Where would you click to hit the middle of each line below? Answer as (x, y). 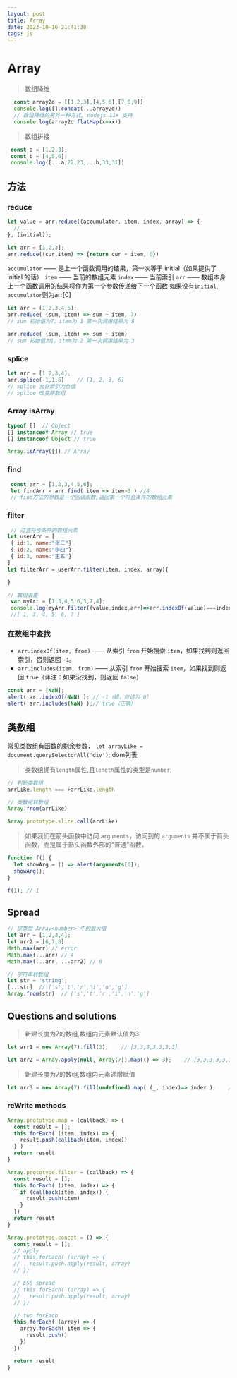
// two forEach (36, 1316)
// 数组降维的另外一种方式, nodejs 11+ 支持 (73, 115)
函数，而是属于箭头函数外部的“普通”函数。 (86, 845)
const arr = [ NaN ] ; (36, 691)
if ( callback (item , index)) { (65, 1192)
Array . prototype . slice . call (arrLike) (63, 822)
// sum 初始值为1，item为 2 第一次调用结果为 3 (71, 340)
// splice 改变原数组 (36, 393)
